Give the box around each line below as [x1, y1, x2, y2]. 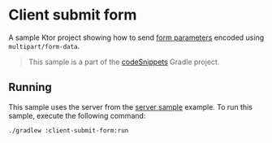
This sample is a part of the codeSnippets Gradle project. [28, 57, 220, 67]
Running [8, 80, 53, 94]
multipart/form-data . [8, 41, 80, 50]
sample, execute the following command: [8, 110, 146, 120]
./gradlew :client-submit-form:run [8, 126, 129, 135]
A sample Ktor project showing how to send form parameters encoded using [8, 32, 265, 42]
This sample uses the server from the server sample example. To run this [8, 102, 253, 111]
